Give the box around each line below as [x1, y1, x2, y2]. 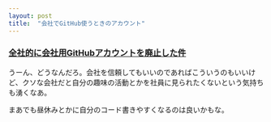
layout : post [8, 11, 53, 20]
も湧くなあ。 [8, 87, 51, 97]
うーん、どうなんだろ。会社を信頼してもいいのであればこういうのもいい [8, 67, 249, 77]
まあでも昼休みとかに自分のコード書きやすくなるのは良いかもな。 [8, 104, 229, 114]
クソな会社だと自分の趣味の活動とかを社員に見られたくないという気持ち [22, 78, 265, 87]
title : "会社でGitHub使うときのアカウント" [8, 19, 146, 27]
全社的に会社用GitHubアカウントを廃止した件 [8, 48, 187, 59]
